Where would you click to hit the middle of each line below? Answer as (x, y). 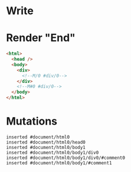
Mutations (32, 121)
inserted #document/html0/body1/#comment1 (59, 163)
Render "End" (41, 38)
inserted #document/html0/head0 (46, 142)
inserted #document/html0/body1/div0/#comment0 (66, 158)
